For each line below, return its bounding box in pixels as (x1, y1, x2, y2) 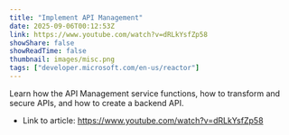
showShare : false (9, 38, 75, 48)
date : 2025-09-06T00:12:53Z (9, 22, 116, 31)
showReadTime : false (9, 47, 88, 56)
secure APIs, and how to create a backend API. (9, 97, 184, 108)
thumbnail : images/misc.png (9, 55, 116, 64)
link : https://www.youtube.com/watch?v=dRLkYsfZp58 (9, 30, 208, 39)
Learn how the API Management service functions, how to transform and (9, 87, 281, 99)
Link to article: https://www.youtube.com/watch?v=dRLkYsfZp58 (22, 114, 264, 126)
